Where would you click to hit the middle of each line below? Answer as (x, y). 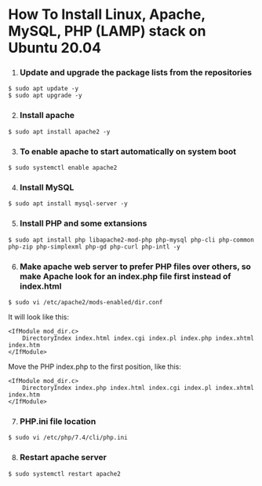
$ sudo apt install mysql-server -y (68, 204)
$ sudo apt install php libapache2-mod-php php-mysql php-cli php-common (131, 240)
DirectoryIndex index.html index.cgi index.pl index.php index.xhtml (138, 338)
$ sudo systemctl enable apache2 (63, 168)
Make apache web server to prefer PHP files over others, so (135, 267)
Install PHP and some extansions (83, 223)
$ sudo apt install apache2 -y (59, 131)
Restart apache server (63, 458)
